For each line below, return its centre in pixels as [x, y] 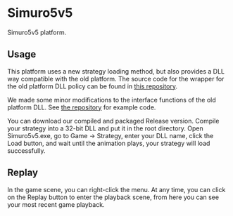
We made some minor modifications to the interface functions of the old [112, 100]
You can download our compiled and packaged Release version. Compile [113, 121]
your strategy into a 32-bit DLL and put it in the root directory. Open [106, 128]
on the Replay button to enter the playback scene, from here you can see [113, 197]
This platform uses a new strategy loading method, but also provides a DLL [116, 71]
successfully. [26, 150]
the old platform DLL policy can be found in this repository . [93, 86]
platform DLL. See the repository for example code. [82, 107]
